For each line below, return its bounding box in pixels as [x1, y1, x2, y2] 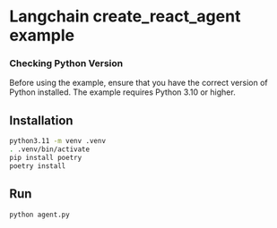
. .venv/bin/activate [9, 145, 91, 154]
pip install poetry [9, 154, 82, 163]
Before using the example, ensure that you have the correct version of [9, 78, 269, 89]
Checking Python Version [9, 57, 124, 70]
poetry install [9, 161, 66, 171]
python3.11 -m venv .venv [9, 137, 106, 146]
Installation [9, 113, 74, 128]
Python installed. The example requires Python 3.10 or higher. [9, 87, 236, 97]
